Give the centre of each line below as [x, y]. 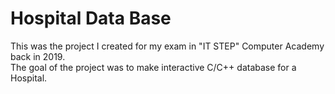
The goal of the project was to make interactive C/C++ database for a [153, 67]
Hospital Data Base [91, 18]
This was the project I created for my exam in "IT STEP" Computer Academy [167, 46]
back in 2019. [38, 56]
